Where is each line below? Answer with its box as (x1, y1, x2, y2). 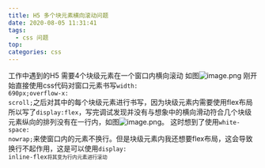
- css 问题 (15, 33, 49, 42)
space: (8, 126, 30, 134)
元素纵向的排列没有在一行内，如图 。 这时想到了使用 (8, 118, 219, 126)
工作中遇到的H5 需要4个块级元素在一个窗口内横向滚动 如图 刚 (8, 71, 251, 80)
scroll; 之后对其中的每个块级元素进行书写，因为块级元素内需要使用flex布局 (8, 98, 253, 106)
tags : (8, 26, 26, 34)
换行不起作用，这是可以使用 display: (8, 144, 127, 153)
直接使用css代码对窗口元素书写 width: (14, 80, 138, 90)
